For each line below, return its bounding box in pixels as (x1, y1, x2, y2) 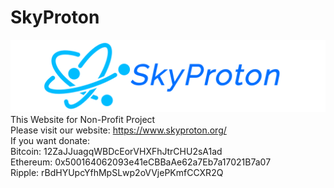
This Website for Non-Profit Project (10, 114, 156, 126)
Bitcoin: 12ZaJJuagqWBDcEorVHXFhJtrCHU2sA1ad (10, 146, 223, 158)
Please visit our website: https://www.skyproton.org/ (10, 124, 227, 136)
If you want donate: (10, 135, 90, 147)
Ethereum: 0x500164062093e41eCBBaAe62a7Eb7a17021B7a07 (10, 156, 272, 168)
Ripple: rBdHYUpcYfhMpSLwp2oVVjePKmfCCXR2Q (10, 167, 224, 179)
